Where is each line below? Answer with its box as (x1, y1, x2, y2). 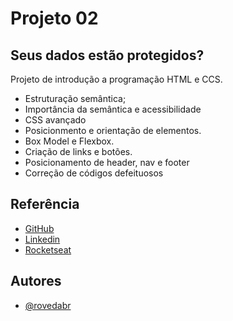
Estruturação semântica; (24, 93, 127, 104)
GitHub (24, 222, 55, 234)
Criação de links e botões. (24, 146, 133, 157)
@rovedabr (24, 299, 72, 311)
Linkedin (24, 233, 61, 245)
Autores (10, 273, 62, 290)
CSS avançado (24, 114, 87, 126)
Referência (10, 196, 80, 213)
